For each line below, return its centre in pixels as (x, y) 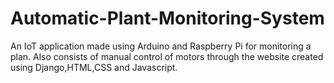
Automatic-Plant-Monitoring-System (167, 18)
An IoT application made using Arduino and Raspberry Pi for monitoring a (161, 46)
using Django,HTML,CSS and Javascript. (94, 67)
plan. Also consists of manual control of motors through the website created (167, 56)
